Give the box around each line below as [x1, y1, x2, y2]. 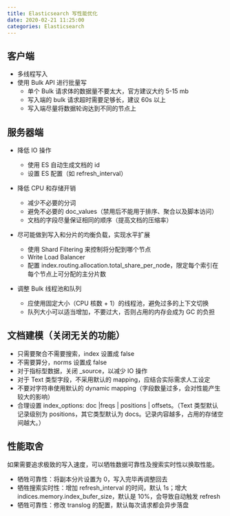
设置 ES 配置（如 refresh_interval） [27, 170, 127, 177]
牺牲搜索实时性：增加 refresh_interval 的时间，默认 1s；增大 [17, 484, 187, 492]
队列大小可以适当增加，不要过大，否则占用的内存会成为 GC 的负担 [27, 308, 216, 316]
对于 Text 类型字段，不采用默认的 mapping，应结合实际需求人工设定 [17, 375, 211, 384]
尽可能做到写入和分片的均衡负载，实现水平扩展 [17, 230, 150, 239]
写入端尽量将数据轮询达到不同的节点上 [27, 104, 136, 112]
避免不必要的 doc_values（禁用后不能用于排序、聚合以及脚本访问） [27, 208, 218, 215]
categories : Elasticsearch [7, 23, 85, 30]
